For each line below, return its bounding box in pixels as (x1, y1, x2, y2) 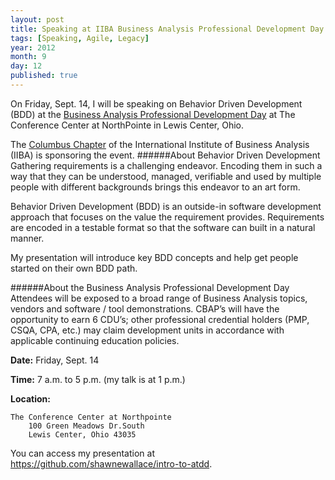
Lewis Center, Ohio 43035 (28, 429, 137, 440)
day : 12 (10, 61, 43, 71)
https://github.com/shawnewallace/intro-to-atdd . (10, 457, 213, 470)
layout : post (10, 14, 65, 25)
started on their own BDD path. (10, 262, 138, 274)
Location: (10, 392, 51, 405)
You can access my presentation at (10, 447, 155, 459)
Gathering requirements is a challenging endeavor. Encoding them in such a (10, 159, 323, 171)
